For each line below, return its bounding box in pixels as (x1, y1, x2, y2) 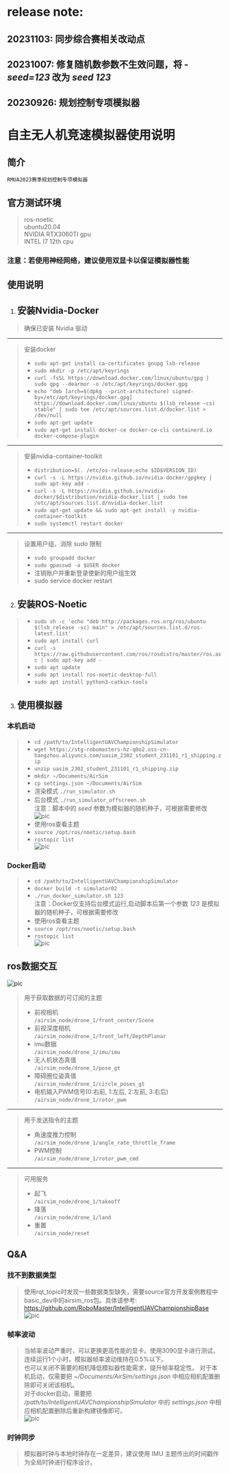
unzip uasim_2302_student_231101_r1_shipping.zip (34, 765, 179, 772)
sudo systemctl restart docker (34, 520, 124, 528)
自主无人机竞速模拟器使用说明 (7, 127, 176, 143)
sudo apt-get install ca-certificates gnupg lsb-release (34, 360, 201, 368)
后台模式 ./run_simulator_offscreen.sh (34, 795, 146, 804)
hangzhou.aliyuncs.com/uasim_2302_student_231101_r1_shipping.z (34, 752, 222, 759)
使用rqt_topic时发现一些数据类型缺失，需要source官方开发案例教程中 (23, 1288, 218, 1296)
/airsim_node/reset (34, 1230, 90, 1237)
